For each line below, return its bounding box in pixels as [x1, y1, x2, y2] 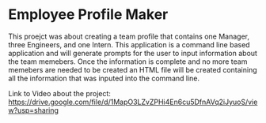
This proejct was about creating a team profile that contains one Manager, [8, 32, 249, 41]
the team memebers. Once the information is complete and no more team [8, 57, 248, 66]
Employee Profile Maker [8, 6, 169, 24]
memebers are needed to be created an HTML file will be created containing [8, 65, 257, 74]
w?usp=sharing [8, 105, 59, 115]
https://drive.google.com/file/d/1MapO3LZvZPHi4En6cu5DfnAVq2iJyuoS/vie [8, 97, 258, 106]
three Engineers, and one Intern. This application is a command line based [8, 39, 251, 49]
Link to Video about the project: [8, 88, 111, 98]
